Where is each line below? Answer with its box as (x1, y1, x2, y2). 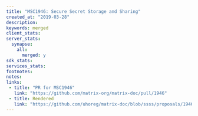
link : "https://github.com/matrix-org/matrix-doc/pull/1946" (14, 90, 167, 96)
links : (6, 80, 22, 86)
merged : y (21, 52, 46, 58)
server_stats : (6, 36, 41, 42)
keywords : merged (6, 25, 49, 31)
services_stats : (6, 63, 46, 69)
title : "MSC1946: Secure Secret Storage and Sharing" (6, 8, 141, 15)
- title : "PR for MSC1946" (8, 85, 75, 91)
